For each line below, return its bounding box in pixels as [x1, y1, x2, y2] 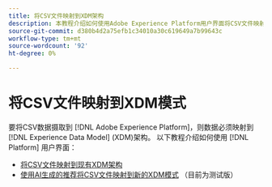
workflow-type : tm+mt [8, 34, 82, 43]
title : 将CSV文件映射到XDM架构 [8, 11, 104, 20]
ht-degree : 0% [8, 49, 57, 57]
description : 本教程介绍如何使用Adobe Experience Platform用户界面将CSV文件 [8, 19, 253, 28]
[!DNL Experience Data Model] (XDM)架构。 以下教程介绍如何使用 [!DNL [8, 132, 249, 142]
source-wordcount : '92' [8, 42, 89, 50]
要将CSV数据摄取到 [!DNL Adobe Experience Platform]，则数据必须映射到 [8, 122, 254, 132]
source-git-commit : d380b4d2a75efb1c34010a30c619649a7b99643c [8, 27, 223, 35]
